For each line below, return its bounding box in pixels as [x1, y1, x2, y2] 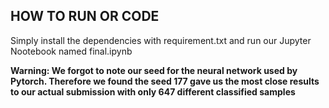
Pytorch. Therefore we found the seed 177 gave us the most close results [10, 75, 320, 87]
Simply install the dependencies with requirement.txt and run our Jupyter [10, 34, 312, 46]
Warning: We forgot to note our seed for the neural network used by [10, 64, 298, 76]
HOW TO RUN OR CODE [10, 8, 160, 25]
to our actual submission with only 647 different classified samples [10, 85, 296, 98]
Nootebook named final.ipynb [10, 45, 133, 57]
